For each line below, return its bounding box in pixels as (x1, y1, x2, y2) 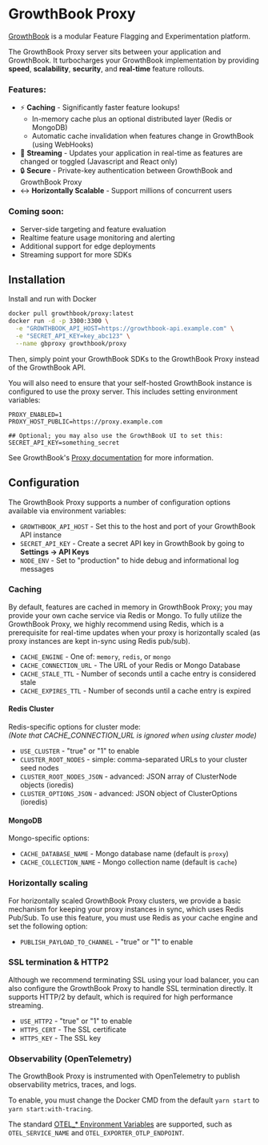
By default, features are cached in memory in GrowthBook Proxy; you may (8, 602, 254, 612)
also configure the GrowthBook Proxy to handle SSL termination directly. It (8, 983, 254, 993)
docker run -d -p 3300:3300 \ (8, 318, 110, 326)
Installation (8, 273, 66, 286)
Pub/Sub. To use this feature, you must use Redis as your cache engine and (8, 912, 258, 922)
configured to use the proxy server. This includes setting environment (8, 386, 238, 396)
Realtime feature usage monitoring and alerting (19, 233, 175, 242)
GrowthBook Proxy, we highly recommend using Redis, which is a (8, 619, 224, 629)
